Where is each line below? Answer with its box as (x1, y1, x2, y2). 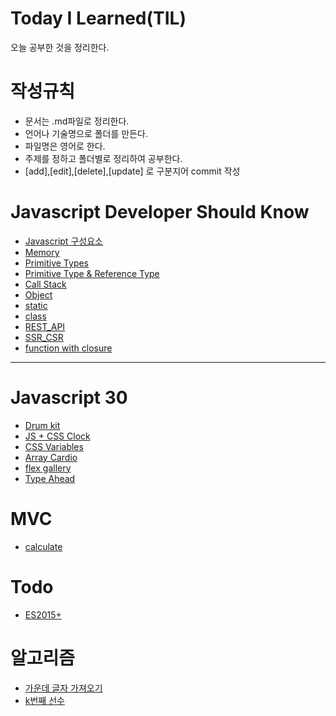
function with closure (24, 342, 113, 354)
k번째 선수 (24, 694, 65, 706)
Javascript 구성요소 (24, 235, 103, 247)
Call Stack (24, 278, 67, 290)
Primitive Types (24, 257, 90, 269)
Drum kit (24, 419, 61, 431)
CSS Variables (24, 440, 84, 452)
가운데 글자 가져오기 (24, 682, 103, 694)
